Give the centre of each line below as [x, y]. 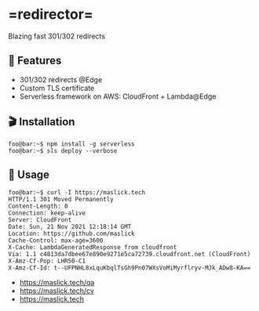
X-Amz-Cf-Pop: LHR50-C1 [47, 261]
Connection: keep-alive [47, 213]
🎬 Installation [42, 122]
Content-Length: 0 [38, 206]
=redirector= [51, 14]
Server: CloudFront [40, 220]
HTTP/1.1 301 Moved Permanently [61, 200]
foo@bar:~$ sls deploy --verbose [63, 150]
